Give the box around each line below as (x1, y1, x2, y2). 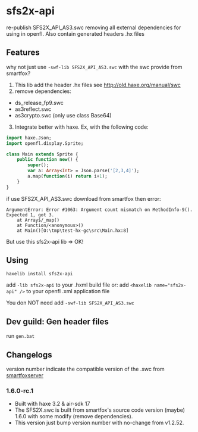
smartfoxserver (6, 372, 43, 379)
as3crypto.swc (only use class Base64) (14, 111, 112, 119)
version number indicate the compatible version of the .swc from (6, 365, 165, 373)
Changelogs (6, 350, 52, 360)
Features (6, 48, 40, 58)
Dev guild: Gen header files (6, 316, 109, 327)
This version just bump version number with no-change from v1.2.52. (14, 419, 184, 427)
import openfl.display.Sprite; (6, 140, 84, 147)
